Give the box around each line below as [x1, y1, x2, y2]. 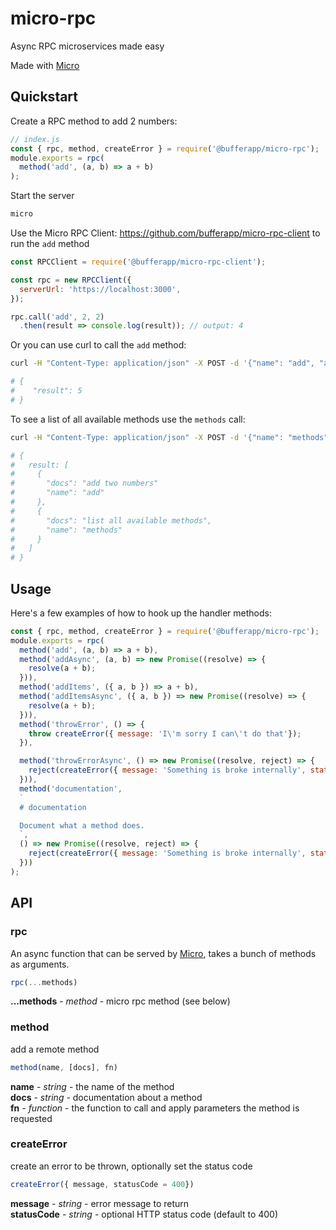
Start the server [10, 190, 75, 202]
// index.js [10, 134, 60, 144]
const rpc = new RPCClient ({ [10, 275, 132, 285]
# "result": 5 [10, 386, 83, 396]
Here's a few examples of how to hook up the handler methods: [10, 607, 272, 619]
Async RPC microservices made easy [10, 40, 165, 52]
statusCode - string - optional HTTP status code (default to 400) [10, 1208, 279, 1220]
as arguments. [10, 958, 70, 970]
